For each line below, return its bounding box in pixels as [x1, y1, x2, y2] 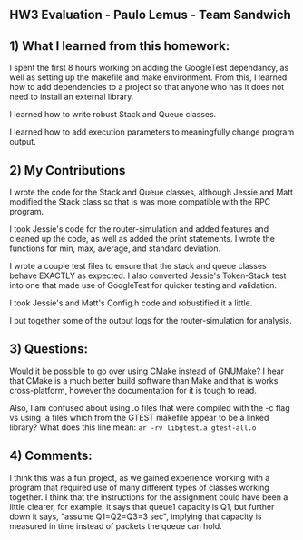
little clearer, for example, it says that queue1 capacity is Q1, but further [9, 501, 275, 512]
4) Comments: [9, 448, 93, 464]
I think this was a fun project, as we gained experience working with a [9, 472, 270, 483]
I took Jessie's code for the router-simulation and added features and [9, 224, 269, 235]
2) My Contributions [9, 163, 126, 178]
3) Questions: [9, 341, 89, 357]
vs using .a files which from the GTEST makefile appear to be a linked [9, 412, 269, 423]
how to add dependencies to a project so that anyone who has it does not [9, 82, 285, 93]
